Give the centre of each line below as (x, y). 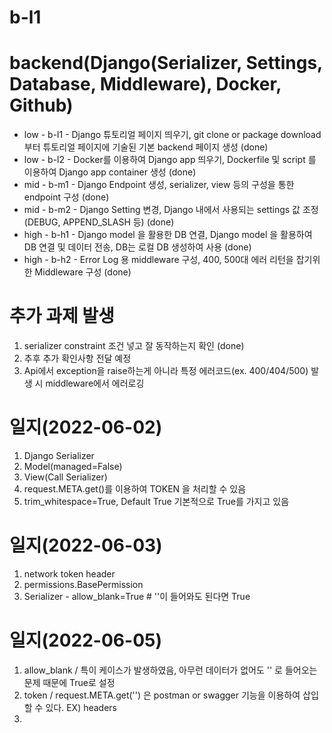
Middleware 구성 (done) (83, 272)
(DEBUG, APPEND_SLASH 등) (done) (99, 222)
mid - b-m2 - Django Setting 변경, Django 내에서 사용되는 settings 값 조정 (171, 210)
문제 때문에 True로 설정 (69, 682)
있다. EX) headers (81, 707)
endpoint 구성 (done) (66, 197)
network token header (69, 573)
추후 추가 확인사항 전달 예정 (77, 358)
